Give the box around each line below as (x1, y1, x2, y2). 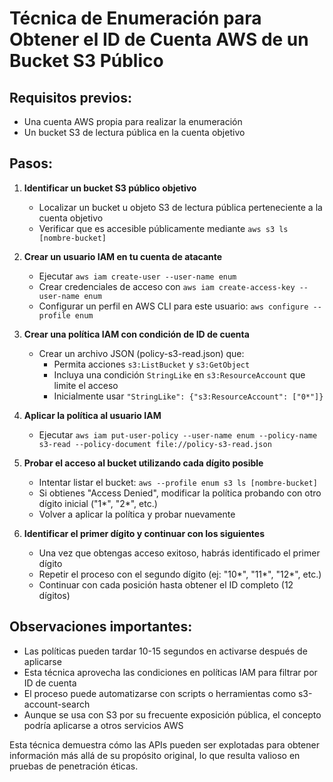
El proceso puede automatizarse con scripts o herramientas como (23, 687, 297, 699)
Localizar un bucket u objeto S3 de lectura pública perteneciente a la (38, 201, 323, 213)
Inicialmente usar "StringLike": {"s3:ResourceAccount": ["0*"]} (53, 390, 324, 402)
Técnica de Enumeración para (9, 7, 262, 30)
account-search (23, 698, 91, 710)
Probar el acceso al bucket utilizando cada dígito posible (23, 457, 264, 469)
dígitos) (38, 589, 71, 601)
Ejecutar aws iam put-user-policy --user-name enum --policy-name (38, 428, 318, 441)
